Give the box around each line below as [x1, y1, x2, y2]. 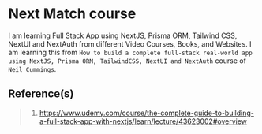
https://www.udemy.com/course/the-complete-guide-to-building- [39, 108, 254, 117]
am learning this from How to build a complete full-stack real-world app [8, 47, 253, 57]
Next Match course [8, 5, 137, 23]
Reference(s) [8, 87, 74, 101]
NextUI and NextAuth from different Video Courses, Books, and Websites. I [8, 39, 252, 48]
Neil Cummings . [8, 64, 57, 73]
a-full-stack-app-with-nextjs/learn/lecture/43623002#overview [39, 116, 247, 126]
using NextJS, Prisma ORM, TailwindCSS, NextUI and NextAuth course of [8, 56, 247, 65]
